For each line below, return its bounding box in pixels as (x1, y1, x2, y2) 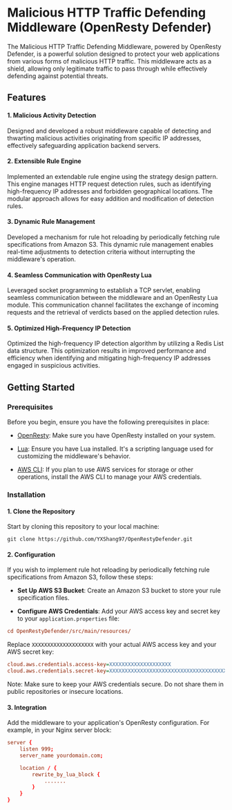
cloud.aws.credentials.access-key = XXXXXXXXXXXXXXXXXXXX (7, 661, 171, 668)
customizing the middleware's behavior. (17, 452, 131, 460)
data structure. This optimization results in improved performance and (7, 347, 206, 355)
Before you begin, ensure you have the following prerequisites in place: (7, 418, 210, 426)
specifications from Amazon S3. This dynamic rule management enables (7, 240, 214, 248)
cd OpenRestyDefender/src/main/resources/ (7, 628, 131, 635)
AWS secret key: (7, 648, 55, 656)
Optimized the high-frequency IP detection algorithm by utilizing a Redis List (7, 339, 224, 348)
